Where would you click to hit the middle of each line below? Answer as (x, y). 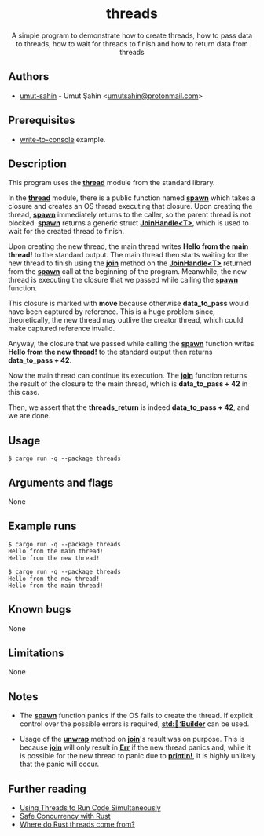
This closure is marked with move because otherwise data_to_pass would (129, 304)
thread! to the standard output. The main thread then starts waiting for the (128, 255)
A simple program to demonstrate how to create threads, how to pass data (132, 35)
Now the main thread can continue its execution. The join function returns (128, 376)
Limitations (36, 653)
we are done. (29, 416)
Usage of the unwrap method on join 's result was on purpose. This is (132, 739)
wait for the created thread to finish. (66, 232)
